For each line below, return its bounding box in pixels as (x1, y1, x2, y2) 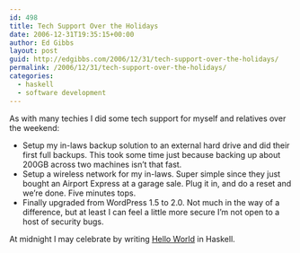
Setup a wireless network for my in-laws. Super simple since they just (22, 168, 281, 179)
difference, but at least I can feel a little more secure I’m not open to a (22, 206, 280, 217)
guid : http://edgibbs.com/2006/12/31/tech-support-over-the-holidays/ (9, 55, 279, 64)
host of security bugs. (22, 216, 105, 227)
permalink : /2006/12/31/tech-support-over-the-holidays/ (9, 64, 227, 73)
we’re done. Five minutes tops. (22, 188, 137, 198)
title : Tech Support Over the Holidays (9, 22, 159, 31)
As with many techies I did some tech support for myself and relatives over (9, 113, 287, 124)
